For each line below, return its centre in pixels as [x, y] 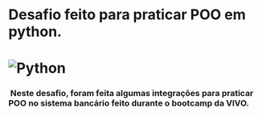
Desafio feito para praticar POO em [127, 15]
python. [35, 32]
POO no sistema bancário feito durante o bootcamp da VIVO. [129, 103]
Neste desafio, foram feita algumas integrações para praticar [132, 94]
